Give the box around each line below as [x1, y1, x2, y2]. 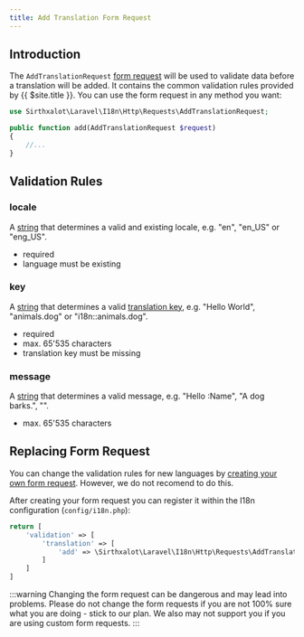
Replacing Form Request [9, 444, 151, 459]
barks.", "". [9, 400, 50, 411]
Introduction [9, 47, 81, 62]
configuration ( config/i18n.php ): [9, 504, 131, 515]
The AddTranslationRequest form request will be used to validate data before [9, 70, 295, 81]
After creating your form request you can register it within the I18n [9, 494, 255, 506]
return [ [9, 521, 43, 531]
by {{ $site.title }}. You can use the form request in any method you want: [9, 89, 282, 100]
